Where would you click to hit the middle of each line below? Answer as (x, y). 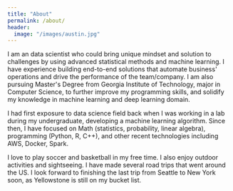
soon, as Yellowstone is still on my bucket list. (74, 180)
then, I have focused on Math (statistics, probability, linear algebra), (107, 128)
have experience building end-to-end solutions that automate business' (112, 69)
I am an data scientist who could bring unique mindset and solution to (109, 54)
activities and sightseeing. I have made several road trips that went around (116, 165)
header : (19, 27)
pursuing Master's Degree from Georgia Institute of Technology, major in (114, 84)
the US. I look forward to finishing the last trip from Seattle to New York (112, 172)
